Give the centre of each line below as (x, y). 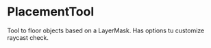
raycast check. (28, 37)
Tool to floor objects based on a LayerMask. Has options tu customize (106, 30)
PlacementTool (51, 12)
